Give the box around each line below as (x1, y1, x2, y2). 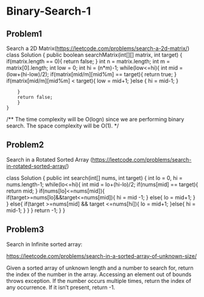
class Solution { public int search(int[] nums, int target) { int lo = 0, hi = (6, 174, 183, 181)
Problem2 (6, 140, 44, 150)
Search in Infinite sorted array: (6, 240, 83, 248)
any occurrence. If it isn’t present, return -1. (6, 284, 116, 291)
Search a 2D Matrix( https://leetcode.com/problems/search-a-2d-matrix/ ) (6, 45, 190, 52)
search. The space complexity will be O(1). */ (6, 122, 119, 129)
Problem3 (6, 224, 44, 235)
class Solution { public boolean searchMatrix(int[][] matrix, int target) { (6, 51, 183, 59)
